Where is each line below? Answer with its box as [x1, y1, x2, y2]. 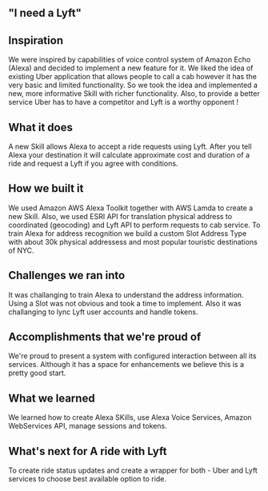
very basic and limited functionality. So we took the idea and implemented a [8, 80, 258, 90]
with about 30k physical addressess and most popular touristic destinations [8, 237, 258, 246]
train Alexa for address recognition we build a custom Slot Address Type [8, 228, 247, 238]
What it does [8, 120, 74, 134]
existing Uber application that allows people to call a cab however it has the [8, 72, 258, 82]
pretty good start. [8, 368, 66, 378]
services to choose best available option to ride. [8, 474, 166, 484]
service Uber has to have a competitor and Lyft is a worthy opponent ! [8, 98, 238, 107]
